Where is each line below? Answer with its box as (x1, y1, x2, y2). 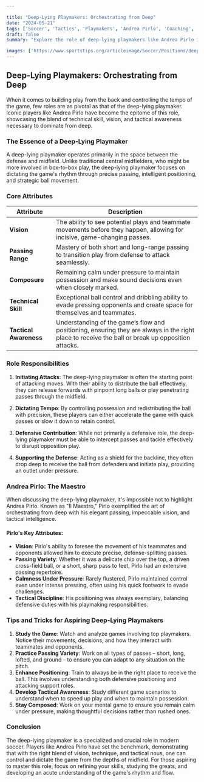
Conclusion (6, 722, 41, 731)
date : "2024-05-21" (6, 19, 56, 26)
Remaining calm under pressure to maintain (56, 268, 180, 277)
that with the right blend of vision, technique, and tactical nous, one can (6, 749, 186, 756)
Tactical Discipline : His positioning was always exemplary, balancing (15, 595, 188, 602)
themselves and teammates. (56, 309, 137, 317)
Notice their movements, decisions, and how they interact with (15, 637, 172, 644)
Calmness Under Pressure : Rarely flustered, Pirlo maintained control (15, 575, 188, 582)
